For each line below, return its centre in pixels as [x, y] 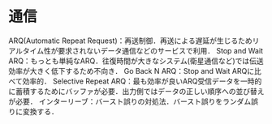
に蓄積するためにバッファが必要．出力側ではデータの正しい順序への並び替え [136, 91]
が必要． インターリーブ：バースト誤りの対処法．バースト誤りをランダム [130, 101]
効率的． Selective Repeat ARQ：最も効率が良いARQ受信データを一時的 [142, 81]
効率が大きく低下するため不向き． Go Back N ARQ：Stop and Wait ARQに [131, 71]
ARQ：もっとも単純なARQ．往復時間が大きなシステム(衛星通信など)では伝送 [136, 61]
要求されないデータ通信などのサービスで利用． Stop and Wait [161, 50]
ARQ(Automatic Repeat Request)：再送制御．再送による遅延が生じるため [131, 41]
